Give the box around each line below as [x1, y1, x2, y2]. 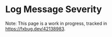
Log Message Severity [5, 4, 102, 15]
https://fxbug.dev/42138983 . [5, 25, 66, 31]
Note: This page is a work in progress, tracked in [5, 20, 107, 26]
